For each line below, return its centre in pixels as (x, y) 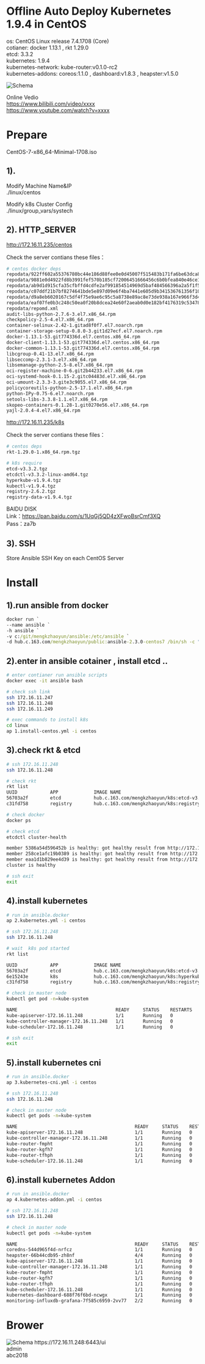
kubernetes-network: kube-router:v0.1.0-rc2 (62, 67)
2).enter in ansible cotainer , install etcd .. (87, 661)
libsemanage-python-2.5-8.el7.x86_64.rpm (60, 365)
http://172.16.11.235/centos (39, 244)
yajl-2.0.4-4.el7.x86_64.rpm (43, 410)
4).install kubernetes (47, 901)
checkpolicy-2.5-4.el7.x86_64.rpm (50, 320)
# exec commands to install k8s (47, 720)
